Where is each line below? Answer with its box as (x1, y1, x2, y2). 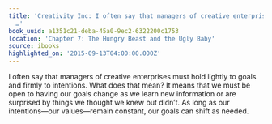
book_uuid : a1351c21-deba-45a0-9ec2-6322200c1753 (8, 27, 180, 35)
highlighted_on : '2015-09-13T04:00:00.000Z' (8, 49, 161, 58)
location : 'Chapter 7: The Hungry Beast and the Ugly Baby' (8, 34, 216, 43)
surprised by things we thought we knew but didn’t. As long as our (8, 98, 230, 107)
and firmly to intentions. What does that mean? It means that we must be (8, 80, 251, 90)
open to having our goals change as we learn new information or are (8, 89, 236, 98)
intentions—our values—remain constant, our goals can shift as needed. (8, 106, 249, 116)
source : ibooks (8, 42, 60, 50)
